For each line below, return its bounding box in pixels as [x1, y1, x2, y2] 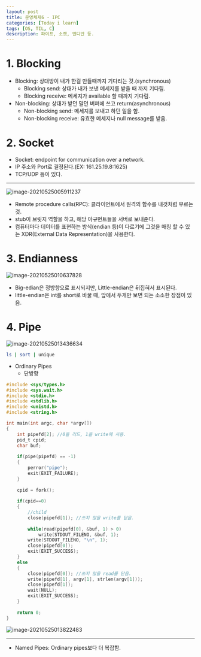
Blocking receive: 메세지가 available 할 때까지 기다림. [23, 92, 151, 99]
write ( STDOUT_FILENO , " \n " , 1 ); [28, 537, 109, 543]
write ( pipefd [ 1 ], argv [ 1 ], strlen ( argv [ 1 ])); [28, 576, 144, 582]
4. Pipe [6, 320, 42, 334]
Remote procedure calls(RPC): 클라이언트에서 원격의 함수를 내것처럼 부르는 [14, 201, 193, 207]
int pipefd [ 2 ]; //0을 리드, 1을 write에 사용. [17, 431, 127, 437]
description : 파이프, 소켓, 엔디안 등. [6, 31, 95, 37]
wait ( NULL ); [28, 588, 58, 594]
